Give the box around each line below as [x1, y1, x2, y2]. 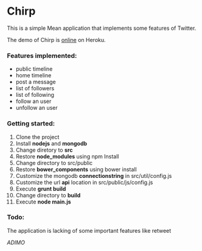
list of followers [15, 85, 55, 92]
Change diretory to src [15, 146, 73, 154]
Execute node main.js [15, 198, 72, 205]
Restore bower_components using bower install [15, 166, 137, 173]
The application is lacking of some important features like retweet [7, 227, 172, 234]
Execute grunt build [15, 185, 66, 193]
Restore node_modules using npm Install [15, 152, 119, 160]
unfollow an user [15, 104, 58, 111]
